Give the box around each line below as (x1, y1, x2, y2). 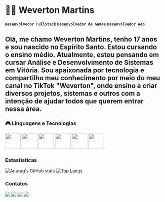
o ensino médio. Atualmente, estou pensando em (5, 50, 159, 59)
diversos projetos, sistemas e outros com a (5, 89, 141, 98)
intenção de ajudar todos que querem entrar (5, 97, 144, 105)
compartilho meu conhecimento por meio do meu (5, 74, 161, 82)
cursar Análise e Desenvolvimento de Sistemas (5, 58, 154, 67)
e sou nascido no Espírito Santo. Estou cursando (5, 43, 157, 51)
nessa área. (5, 105, 42, 113)
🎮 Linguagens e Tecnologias (5, 120, 77, 127)
